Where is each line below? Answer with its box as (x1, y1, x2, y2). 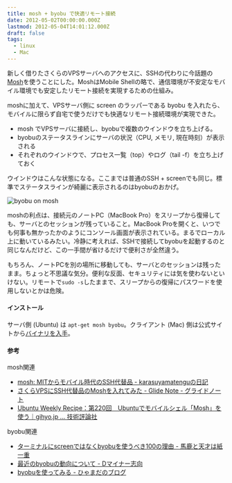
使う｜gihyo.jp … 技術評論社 (17, 413, 98, 421)
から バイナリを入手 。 (12, 329, 74, 338)
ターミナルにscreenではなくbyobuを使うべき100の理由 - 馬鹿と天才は (17, 442, 217, 450)
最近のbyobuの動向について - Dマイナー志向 (17, 459, 143, 468)
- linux (13, 42, 36, 49)
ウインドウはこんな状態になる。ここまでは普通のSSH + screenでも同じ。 (7, 174, 217, 182)
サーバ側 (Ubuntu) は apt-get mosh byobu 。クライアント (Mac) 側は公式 (7, 320, 211, 329)
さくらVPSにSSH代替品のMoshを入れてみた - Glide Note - (17, 386, 184, 395)
